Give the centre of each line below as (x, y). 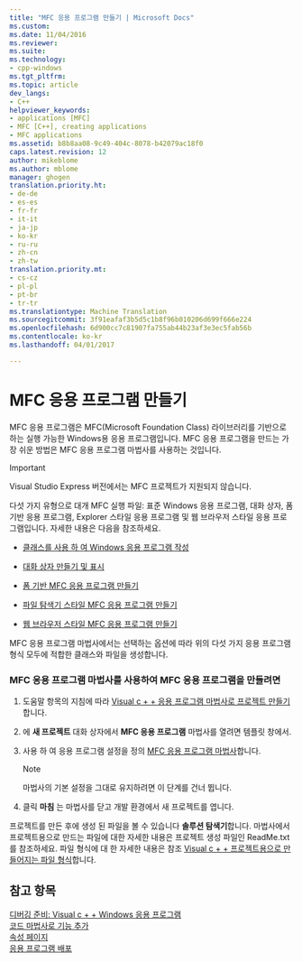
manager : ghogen (40, 177)
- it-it (24, 219)
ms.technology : (38, 60)
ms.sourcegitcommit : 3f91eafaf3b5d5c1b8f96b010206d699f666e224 (131, 320)
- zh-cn (24, 253)
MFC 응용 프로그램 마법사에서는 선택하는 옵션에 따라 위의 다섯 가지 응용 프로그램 (150, 643)
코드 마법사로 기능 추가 (49, 925)
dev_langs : (30, 93)
